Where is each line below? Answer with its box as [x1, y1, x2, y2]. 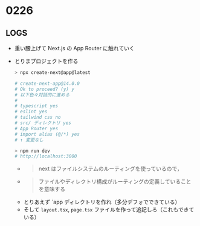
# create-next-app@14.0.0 [14, 80, 80, 87]
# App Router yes [14, 125, 59, 131]
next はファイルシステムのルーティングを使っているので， [38, 165, 182, 173]
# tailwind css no [14, 115, 61, 121]
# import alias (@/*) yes [14, 131, 80, 137]
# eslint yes [14, 108, 48, 115]
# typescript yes [14, 103, 59, 109]
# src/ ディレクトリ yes [14, 120, 72, 126]
